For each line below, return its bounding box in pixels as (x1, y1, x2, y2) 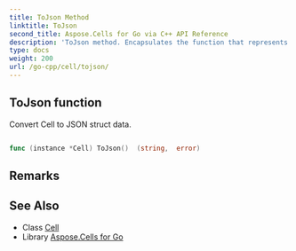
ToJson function (9, 95, 102, 111)
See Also (9, 199, 60, 214)
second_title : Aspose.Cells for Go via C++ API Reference (9, 29, 228, 38)
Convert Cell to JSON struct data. (9, 119, 132, 129)
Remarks (9, 168, 60, 183)
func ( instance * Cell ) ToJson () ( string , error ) (9, 144, 201, 153)
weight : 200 (9, 54, 53, 63)
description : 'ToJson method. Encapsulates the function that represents (9, 37, 289, 47)
